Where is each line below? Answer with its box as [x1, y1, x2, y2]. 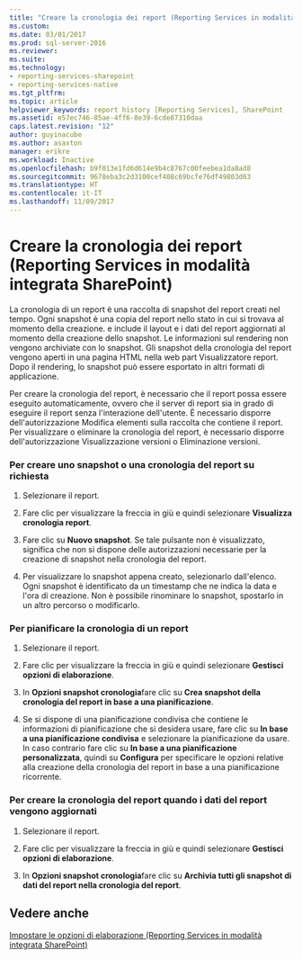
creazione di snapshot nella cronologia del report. [22, 554, 207, 565]
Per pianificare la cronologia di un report [9, 623, 189, 635]
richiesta [9, 470, 49, 482]
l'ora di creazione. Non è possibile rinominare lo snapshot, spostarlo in [22, 590, 284, 601]
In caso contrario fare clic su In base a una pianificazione [22, 743, 237, 754]
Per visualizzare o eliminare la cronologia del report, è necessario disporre [9, 426, 285, 437]
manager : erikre [9, 147, 70, 156]
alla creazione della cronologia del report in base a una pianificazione [22, 762, 280, 773]
